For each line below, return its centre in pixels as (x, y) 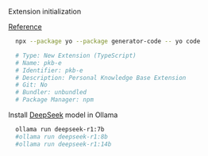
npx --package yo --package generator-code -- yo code (108, 41)
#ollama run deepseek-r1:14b (64, 144)
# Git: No (31, 85)
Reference (25, 27)
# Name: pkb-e (39, 63)
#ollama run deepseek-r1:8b (62, 137)
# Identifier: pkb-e (49, 70)
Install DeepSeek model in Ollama (63, 115)
